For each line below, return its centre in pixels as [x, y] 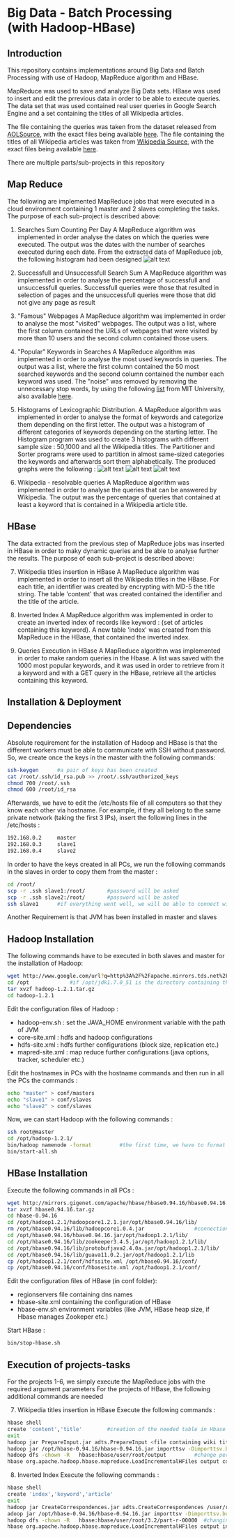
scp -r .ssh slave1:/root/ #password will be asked [93, 891]
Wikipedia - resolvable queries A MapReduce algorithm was [103, 482]
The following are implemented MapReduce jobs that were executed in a [111, 201]
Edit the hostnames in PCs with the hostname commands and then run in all [116, 1073]
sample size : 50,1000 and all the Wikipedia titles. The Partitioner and [116, 446]
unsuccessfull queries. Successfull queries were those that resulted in [118, 287]
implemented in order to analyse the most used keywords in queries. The [122, 359]
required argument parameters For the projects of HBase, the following [109, 1389]
